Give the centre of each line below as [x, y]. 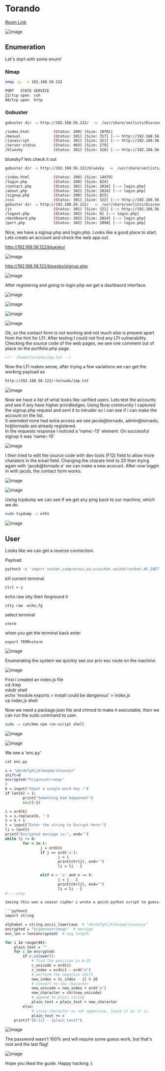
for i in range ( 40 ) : [26, 942]
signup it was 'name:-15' [30, 436]
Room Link [16, 22]
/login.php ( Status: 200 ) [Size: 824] [57, 182]
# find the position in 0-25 [61, 961]
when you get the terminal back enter [43, 633]
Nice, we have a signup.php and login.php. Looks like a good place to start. [81, 232]
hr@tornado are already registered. [41, 426]
